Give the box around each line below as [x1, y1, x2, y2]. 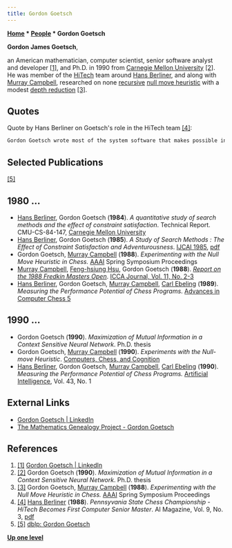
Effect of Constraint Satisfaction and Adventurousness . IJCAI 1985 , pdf [17, 242, 220, 251]
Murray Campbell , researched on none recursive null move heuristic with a [7, 78, 220, 87]
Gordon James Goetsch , [7, 42, 78, 51]
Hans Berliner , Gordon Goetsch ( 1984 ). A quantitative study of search [17, 213, 216, 222]
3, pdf [17, 513, 35, 521]
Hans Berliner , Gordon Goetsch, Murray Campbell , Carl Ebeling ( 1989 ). [17, 279, 219, 288]
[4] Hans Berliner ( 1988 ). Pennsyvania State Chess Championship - [17, 498, 211, 506]
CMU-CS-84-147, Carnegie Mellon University [17, 228, 146, 236]
